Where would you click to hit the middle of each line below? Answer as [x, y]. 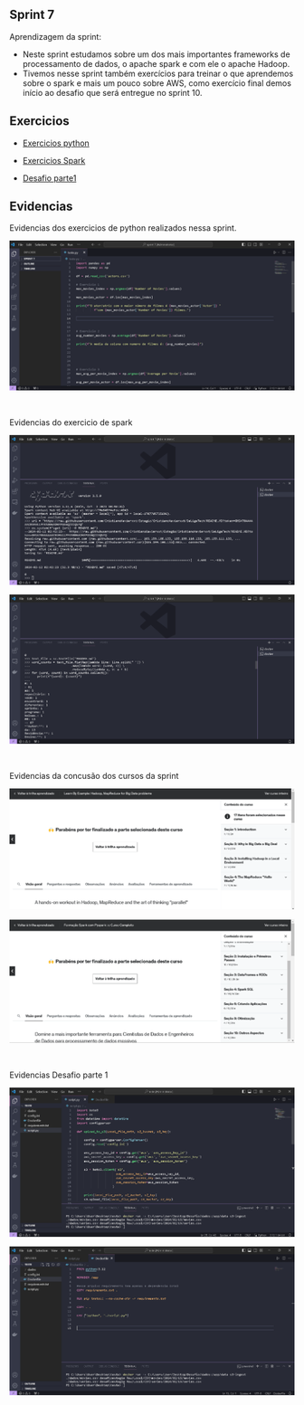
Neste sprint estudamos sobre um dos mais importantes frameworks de [157, 54]
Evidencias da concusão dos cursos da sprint [94, 776]
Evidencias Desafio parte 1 [59, 1075]
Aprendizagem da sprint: [56, 36]
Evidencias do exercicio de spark [71, 422]
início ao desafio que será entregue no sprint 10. [112, 92]
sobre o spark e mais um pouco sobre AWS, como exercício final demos [157, 83]
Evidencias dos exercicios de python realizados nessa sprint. [123, 228]
